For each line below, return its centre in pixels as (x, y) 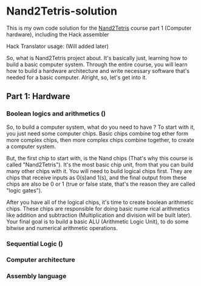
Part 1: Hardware (38, 96)
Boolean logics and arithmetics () (56, 114)
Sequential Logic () (35, 243)
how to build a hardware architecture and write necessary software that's (98, 70)
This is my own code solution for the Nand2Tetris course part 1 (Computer (99, 28)
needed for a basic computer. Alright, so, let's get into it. (77, 77)
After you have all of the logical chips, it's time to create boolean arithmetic (100, 202)
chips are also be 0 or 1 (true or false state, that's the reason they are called (101, 184)
